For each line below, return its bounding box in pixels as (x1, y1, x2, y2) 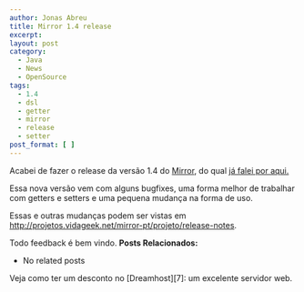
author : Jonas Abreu (9, 13, 88, 23)
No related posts (22, 255, 86, 266)
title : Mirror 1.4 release (9, 22, 112, 31)
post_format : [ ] (9, 140, 76, 149)
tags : (9, 81, 30, 90)
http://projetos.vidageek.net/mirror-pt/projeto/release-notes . (9, 219, 238, 230)
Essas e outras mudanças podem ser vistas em (9, 210, 187, 221)
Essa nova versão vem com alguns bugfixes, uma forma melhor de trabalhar (9, 183, 296, 194)
